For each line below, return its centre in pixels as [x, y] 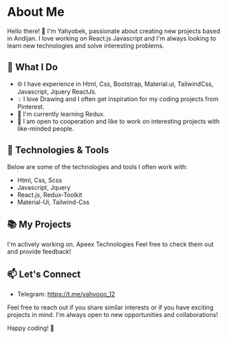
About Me [36, 12]
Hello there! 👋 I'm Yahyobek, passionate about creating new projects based [113, 31]
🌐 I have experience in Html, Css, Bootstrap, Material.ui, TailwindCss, [115, 84]
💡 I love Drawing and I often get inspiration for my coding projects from [118, 99]
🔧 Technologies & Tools [58, 150]
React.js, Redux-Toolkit [50, 195]
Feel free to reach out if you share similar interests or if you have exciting [110, 307]
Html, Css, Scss [40, 180]
